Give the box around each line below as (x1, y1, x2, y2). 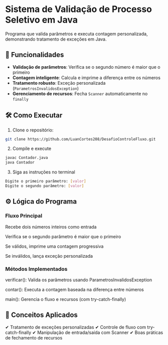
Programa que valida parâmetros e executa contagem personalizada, (5, 31, 148, 37)
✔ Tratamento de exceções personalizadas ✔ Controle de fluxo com (5, 324, 146, 330)
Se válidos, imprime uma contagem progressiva (5, 243, 104, 249)
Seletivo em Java (5, 14, 78, 26)
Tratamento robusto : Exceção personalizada (12, 80, 106, 86)
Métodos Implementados (5, 265, 68, 272)
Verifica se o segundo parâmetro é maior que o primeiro (5, 233, 121, 239)
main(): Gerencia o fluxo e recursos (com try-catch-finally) (5, 296, 126, 302)
